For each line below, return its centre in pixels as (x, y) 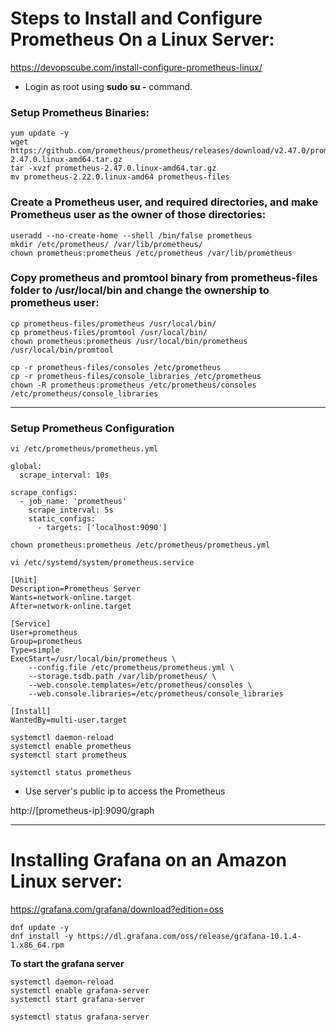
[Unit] (24, 580)
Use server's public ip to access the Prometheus (125, 791)
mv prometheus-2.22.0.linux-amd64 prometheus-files (120, 177)
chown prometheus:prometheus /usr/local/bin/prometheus (129, 341)
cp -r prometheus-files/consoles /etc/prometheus (116, 367)
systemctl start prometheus (69, 755)
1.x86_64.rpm (37, 945)
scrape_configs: (44, 493)
